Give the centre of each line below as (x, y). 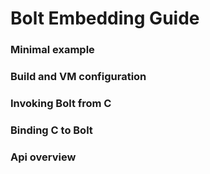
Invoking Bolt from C (61, 103)
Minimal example (52, 50)
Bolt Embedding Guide (105, 18)
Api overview (43, 157)
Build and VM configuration (78, 77)
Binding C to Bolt (51, 130)
